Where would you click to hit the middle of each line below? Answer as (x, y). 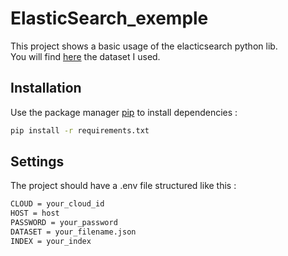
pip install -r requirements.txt (80, 130)
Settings (37, 162)
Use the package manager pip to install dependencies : (124, 112)
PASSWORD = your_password (64, 223)
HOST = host (35, 213)
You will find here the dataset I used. (85, 56)
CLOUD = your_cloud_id (57, 204)
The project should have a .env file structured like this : (123, 186)
